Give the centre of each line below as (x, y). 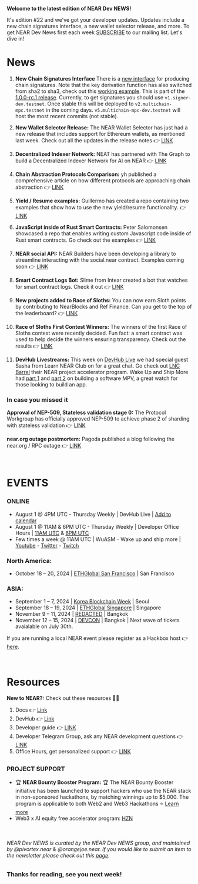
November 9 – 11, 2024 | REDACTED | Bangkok (72, 614)
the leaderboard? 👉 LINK (46, 313)
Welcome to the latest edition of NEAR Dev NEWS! (69, 9)
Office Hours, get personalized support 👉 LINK (73, 752)
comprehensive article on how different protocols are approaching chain (103, 180)
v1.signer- (178, 98)
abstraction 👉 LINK (39, 187)
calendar (26, 521)
